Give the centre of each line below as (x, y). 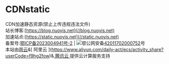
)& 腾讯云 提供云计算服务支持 (80, 56)
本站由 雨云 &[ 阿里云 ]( (29, 49)
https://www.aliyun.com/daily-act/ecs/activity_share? (108, 49)
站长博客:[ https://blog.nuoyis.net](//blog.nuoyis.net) (60, 30)
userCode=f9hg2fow (27, 56)
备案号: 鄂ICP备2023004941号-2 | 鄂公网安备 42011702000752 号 (75, 43)
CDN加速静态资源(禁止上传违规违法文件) (48, 24)
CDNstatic (28, 9)
